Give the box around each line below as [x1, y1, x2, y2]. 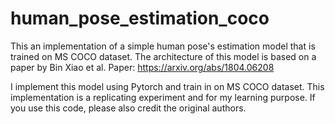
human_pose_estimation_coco [10, 7, 270, 30]
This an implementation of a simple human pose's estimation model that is [10, 40, 316, 52]
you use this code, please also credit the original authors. [10, 102, 247, 114]
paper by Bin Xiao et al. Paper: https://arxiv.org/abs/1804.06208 [10, 61, 275, 73]
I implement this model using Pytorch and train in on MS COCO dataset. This [10, 80, 325, 92]
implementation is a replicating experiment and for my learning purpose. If [10, 91, 316, 103]
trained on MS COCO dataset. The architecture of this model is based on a [10, 50, 317, 62]
